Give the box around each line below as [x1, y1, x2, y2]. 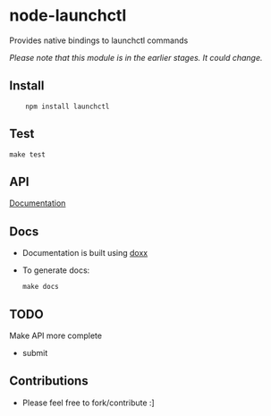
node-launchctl [9, 5, 127, 26]
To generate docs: [21, 265, 90, 276]
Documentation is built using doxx [21, 248, 148, 259]
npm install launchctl [25, 102, 110, 111]
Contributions [9, 373, 89, 389]
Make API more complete [9, 330, 103, 341]
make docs [21, 283, 60, 292]
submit [21, 348, 48, 358]
